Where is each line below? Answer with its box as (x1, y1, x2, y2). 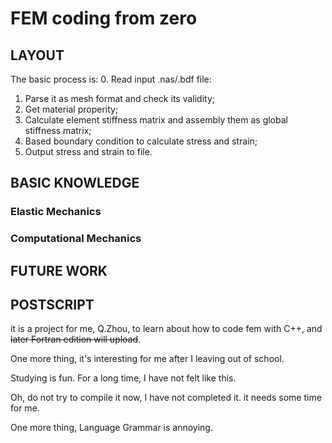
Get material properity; (24, 103, 119, 115)
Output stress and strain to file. (24, 146, 153, 157)
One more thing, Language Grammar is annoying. (10, 422, 213, 434)
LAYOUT (10, 47, 65, 64)
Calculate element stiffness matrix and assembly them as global (24, 114, 288, 126)
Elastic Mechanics (10, 205, 102, 219)
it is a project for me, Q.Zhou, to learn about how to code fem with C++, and (10, 323, 323, 335)
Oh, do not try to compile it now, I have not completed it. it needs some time (10, 392, 322, 404)
